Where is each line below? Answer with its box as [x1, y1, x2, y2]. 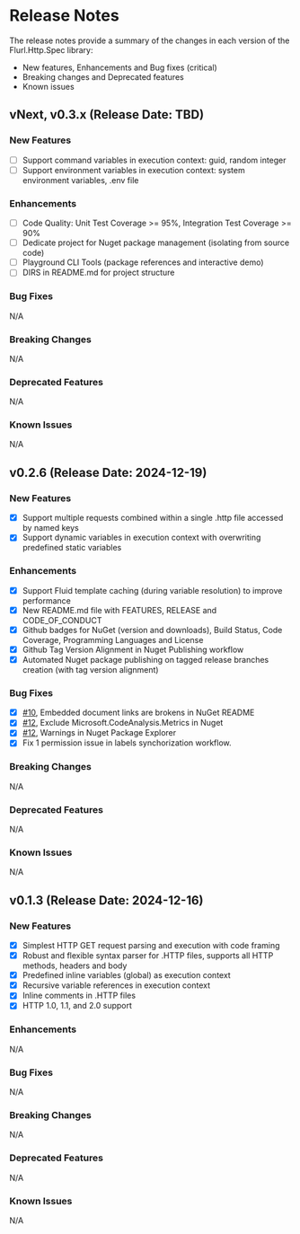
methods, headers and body [22, 960, 128, 971]
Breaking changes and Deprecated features [22, 71, 184, 82]
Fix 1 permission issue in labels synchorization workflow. [22, 737, 232, 748]
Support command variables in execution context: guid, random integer [22, 154, 287, 165]
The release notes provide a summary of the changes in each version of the [9, 35, 290, 46]
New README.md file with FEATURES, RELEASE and [22, 604, 217, 615]
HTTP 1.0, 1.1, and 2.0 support [22, 1000, 133, 1011]
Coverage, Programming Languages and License [22, 634, 204, 645]
